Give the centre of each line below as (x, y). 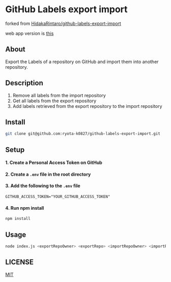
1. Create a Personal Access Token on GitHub (54, 163)
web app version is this (30, 33)
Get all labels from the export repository (54, 101)
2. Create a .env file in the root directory (48, 174)
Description (24, 83)
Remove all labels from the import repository (59, 95)
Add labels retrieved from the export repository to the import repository (87, 106)
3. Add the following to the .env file (43, 186)
